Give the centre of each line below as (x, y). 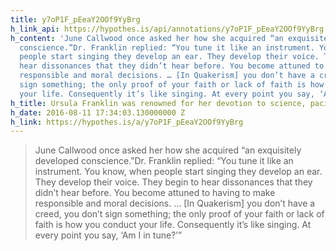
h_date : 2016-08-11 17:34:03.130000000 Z (98, 112)
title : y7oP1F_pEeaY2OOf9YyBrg (75, 19)
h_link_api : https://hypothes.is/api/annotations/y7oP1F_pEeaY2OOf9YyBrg (167, 29)
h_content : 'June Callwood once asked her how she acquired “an (147, 38)
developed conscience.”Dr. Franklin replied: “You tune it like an (164, 161)
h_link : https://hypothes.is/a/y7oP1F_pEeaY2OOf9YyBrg (127, 122)
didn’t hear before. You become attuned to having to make (155, 193)
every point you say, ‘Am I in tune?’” (108, 235)
